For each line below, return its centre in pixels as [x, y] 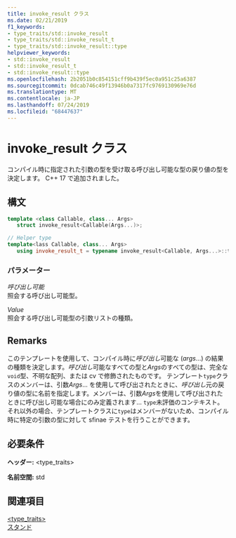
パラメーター [29, 270]
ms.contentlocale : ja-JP [44, 99]
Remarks [27, 341]
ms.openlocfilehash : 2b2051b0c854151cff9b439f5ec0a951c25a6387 [102, 79]
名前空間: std [26, 477]
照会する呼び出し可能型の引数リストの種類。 [72, 318]
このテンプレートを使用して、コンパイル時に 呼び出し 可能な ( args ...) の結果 [116, 358]
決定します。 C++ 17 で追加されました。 [65, 178]
